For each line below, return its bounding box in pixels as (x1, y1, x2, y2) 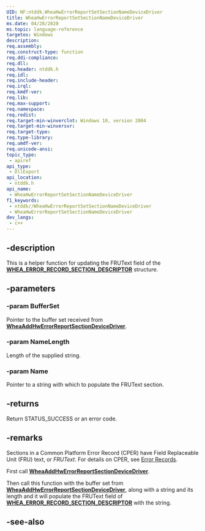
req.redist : (6, 112, 37, 118)
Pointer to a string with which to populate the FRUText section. (6, 381, 164, 389)
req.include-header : (6, 77, 59, 83)
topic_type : (6, 152, 37, 158)
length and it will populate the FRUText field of (6, 492, 124, 500)
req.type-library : (6, 134, 53, 141)
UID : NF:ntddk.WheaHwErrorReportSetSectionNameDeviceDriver (6, 9, 163, 15)
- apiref (9, 157, 32, 163)
